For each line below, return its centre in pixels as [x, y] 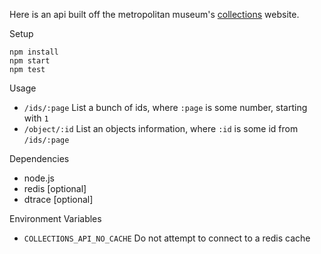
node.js [39, 178]
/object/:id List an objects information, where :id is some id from [161, 128]
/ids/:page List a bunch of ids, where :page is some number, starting [165, 107]
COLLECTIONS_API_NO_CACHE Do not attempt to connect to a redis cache [167, 238]
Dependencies [39, 158]
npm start [30, 61]
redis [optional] [55, 188]
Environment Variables [55, 218]
